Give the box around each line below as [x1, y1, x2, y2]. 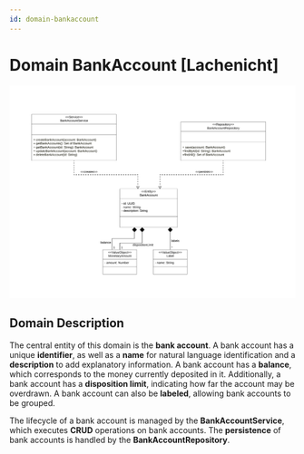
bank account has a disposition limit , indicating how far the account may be [9, 378, 295, 389]
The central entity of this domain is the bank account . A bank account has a [9, 340, 295, 351]
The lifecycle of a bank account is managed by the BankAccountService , [9, 415, 285, 426]
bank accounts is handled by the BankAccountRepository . [9, 434, 230, 445]
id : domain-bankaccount [9, 14, 100, 24]
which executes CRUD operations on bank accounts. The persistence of [9, 424, 281, 435]
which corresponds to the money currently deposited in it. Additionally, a [9, 368, 281, 380]
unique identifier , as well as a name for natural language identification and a [9, 349, 296, 360]
